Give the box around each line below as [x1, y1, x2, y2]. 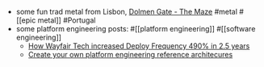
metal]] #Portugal [37, 15, 96, 25]
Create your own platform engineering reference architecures [27, 50, 233, 59]
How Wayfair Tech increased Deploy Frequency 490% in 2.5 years [27, 41, 250, 51]
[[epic [15, 15, 36, 25]
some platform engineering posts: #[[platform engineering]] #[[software [15, 24, 256, 33]
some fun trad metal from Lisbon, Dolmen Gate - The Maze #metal [15, 7, 238, 16]
